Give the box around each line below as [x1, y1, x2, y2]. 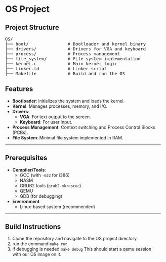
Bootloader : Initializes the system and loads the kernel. [12, 98, 125, 104]
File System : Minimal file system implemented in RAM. [12, 134, 124, 140]
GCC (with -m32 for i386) [19, 172, 70, 178]
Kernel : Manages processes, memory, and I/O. [12, 103, 108, 109]
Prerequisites [5, 154, 47, 162]
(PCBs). [12, 130, 28, 135]
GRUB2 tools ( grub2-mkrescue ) [19, 182, 82, 188]
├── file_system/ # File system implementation [5, 56, 141, 61]
